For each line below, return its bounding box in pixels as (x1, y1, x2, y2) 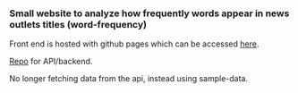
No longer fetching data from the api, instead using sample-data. (9, 73, 249, 84)
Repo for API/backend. (9, 56, 93, 67)
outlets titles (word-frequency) (9, 18, 148, 30)
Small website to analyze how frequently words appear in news (9, 7, 290, 20)
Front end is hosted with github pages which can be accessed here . (9, 38, 260, 49)
